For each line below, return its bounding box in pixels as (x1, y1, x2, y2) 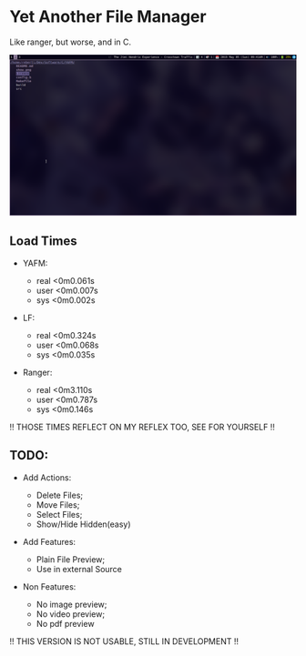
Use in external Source (36, 563, 123, 574)
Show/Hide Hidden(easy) (36, 519, 131, 530)
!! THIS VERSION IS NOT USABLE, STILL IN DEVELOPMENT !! (9, 635, 240, 647)
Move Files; (36, 499, 80, 510)
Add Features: (22, 536, 76, 547)
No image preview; (36, 599, 107, 610)
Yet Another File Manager (9, 6, 207, 27)
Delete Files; (36, 489, 84, 500)
